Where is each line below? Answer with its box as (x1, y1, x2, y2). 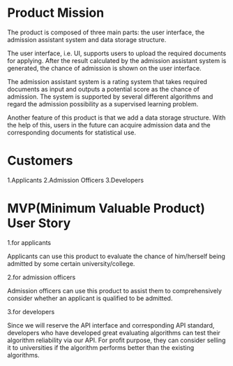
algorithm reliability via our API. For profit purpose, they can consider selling (7, 336, 226, 344)
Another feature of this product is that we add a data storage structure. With (7, 113, 226, 122)
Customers (7, 153, 73, 169)
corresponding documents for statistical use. (7, 128, 136, 136)
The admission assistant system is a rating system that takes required (7, 77, 208, 85)
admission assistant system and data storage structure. (7, 35, 167, 43)
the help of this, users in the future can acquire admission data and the (7, 120, 211, 129)
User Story (7, 216, 71, 232)
